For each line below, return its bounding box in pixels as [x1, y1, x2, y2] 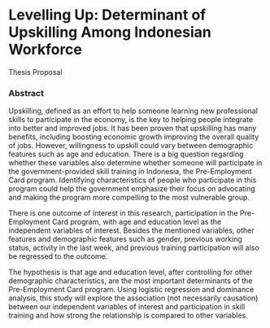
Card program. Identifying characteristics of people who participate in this [8, 175, 257, 185]
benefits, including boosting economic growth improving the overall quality [8, 132, 259, 142]
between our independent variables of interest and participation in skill [8, 302, 246, 312]
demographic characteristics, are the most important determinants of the [8, 276, 253, 286]
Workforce [8, 41, 83, 59]
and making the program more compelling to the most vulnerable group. [8, 193, 250, 203]
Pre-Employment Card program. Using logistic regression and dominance [8, 285, 255, 295]
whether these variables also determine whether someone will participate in [8, 158, 263, 168]
